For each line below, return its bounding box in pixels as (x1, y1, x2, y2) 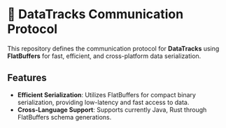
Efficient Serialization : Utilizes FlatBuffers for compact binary (17, 90, 196, 99)
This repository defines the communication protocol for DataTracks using (7, 44, 220, 52)
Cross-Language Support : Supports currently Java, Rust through (17, 105, 207, 114)
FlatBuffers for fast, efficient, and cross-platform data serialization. (7, 52, 202, 60)
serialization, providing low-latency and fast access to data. (17, 98, 190, 106)
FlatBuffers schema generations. (17, 113, 112, 121)
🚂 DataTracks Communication (7, 6, 184, 22)
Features (7, 72, 47, 84)
